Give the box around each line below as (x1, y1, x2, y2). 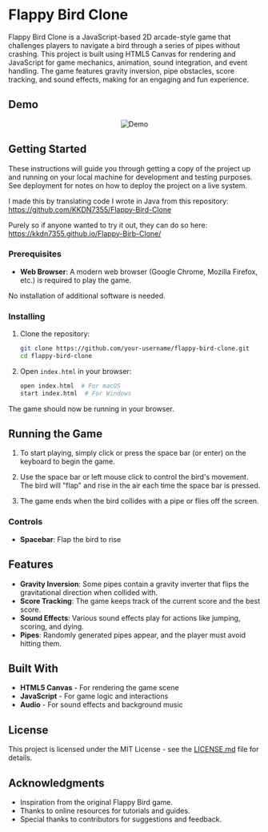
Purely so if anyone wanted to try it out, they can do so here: (8, 220, 208, 230)
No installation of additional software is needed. (8, 291, 166, 300)
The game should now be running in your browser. (8, 404, 174, 413)
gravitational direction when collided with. (19, 587, 158, 597)
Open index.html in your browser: (19, 366, 132, 376)
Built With (8, 661, 58, 675)
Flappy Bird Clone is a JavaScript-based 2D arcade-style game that (8, 32, 231, 42)
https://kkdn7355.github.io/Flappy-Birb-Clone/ (8, 228, 162, 238)
